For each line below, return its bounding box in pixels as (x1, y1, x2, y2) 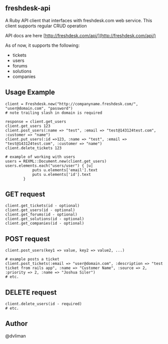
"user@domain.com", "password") (5, 106, 73, 111)
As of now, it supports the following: (5, 42, 80, 48)
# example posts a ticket (5, 257, 59, 262)
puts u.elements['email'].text (32, 167, 98, 173)
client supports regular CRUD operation (5, 23, 87, 29)
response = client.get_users (5, 119, 66, 124)
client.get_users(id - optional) (5, 208, 75, 213)
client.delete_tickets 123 (5, 146, 62, 151)
